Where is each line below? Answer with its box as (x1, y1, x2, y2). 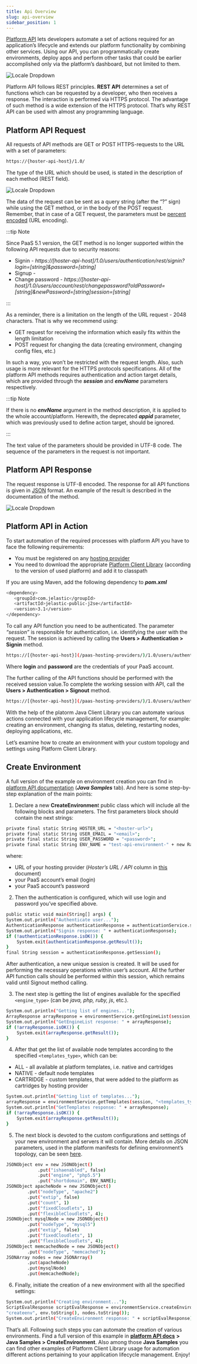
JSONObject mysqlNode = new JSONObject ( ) (6, 1216, 109, 1222)
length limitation (14, 335, 54, 342)
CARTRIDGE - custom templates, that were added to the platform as (14, 1076, 179, 1083)
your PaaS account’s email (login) (14, 876, 96, 884)
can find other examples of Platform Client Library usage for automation (6, 1345, 180, 1352)
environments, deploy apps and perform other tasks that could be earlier (6, 54, 182, 62)
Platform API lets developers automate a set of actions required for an (6, 36, 175, 43)
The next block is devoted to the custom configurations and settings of (14, 1131, 186, 1139)
